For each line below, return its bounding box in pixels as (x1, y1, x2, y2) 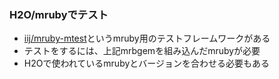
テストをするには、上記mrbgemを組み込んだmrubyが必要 (23, 45, 261, 57)
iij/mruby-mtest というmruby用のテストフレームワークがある (23, 32, 271, 45)
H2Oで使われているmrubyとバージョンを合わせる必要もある (23, 57, 271, 70)
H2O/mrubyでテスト (9, 7, 109, 21)
